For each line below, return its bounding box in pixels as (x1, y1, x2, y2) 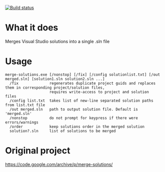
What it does (5, 22, 58, 33)
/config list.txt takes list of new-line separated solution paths (9, 98, 154, 103)
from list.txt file (5, 102, 45, 108)
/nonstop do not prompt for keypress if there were (9, 115, 138, 120)
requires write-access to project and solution (49, 89, 149, 94)
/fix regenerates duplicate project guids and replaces (9, 81, 156, 86)
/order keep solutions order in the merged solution (9, 124, 145, 129)
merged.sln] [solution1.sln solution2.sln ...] (5, 76, 105, 81)
